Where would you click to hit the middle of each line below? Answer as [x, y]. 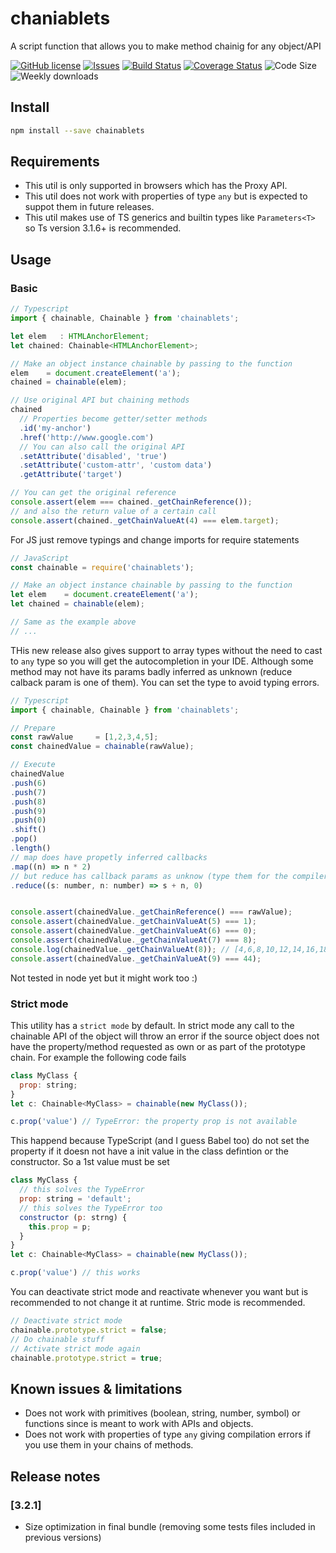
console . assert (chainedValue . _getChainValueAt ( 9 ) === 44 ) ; [136, 958]
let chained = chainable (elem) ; [77, 604]
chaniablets [60, 18]
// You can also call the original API [102, 447]
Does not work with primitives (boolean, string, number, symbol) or [162, 1413]
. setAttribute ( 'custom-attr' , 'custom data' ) [116, 465]
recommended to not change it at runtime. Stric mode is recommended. [158, 1303]
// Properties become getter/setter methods [113, 419]
